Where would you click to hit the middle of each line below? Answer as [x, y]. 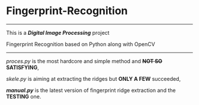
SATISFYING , [23, 67]
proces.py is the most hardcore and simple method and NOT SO [84, 61]
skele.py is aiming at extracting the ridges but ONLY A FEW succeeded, [94, 78]
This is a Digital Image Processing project [58, 32]
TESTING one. [24, 96]
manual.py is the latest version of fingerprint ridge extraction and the [91, 90]
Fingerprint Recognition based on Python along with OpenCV [81, 44]
